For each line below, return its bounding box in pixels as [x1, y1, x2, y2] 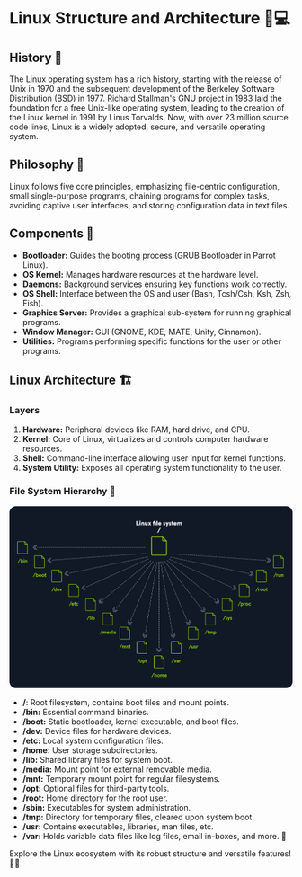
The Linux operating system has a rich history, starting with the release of [9, 74, 282, 84]
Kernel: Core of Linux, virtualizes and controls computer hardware [22, 434, 269, 445]
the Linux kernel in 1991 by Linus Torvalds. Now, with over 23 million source [9, 112, 289, 122]
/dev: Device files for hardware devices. [22, 725, 172, 736]
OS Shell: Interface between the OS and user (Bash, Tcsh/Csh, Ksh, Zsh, [22, 288, 292, 298]
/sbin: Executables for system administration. [22, 802, 191, 812]
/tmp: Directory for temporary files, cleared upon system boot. [22, 811, 254, 822]
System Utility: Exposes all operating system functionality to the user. [22, 463, 282, 474]
